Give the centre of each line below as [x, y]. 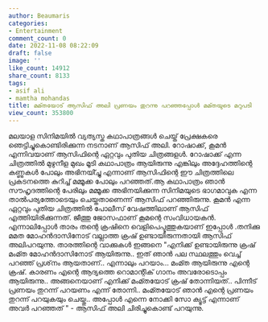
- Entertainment [35, 31]
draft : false [30, 53]
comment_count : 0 [37, 38]
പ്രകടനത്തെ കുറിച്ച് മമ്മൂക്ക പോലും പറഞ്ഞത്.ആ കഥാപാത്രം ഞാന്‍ [117, 181]
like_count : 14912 [39, 68]
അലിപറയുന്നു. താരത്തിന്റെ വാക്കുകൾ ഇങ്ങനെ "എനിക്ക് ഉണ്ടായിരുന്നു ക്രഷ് [132, 245]
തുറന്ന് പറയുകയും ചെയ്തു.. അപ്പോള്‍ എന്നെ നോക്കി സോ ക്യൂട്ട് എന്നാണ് [124, 299]
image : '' [25, 61]
